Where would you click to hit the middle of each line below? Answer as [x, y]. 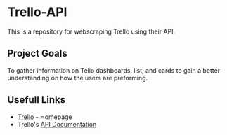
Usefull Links [37, 100]
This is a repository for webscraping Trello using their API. [91, 31]
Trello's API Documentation [57, 124]
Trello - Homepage [45, 117]
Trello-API [37, 12]
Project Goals [38, 54]
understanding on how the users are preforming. [78, 78]
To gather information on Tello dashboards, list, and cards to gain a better [113, 70]
